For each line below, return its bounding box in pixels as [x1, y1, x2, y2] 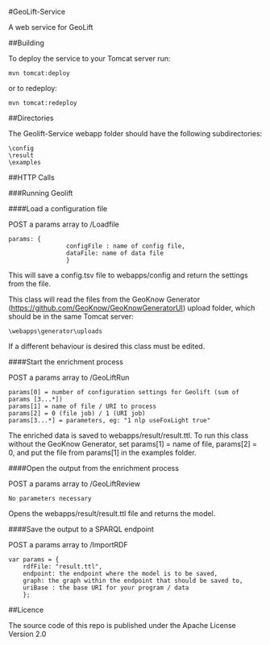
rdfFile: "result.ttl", [23, 563, 103, 571]
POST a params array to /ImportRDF [8, 540, 128, 549]
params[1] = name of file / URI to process [8, 402, 157, 410]
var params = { [8, 556, 60, 564]
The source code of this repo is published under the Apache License [8, 621, 236, 630]
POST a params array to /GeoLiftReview [8, 479, 141, 489]
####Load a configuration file [8, 204, 108, 213]
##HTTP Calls [8, 173, 55, 182]
